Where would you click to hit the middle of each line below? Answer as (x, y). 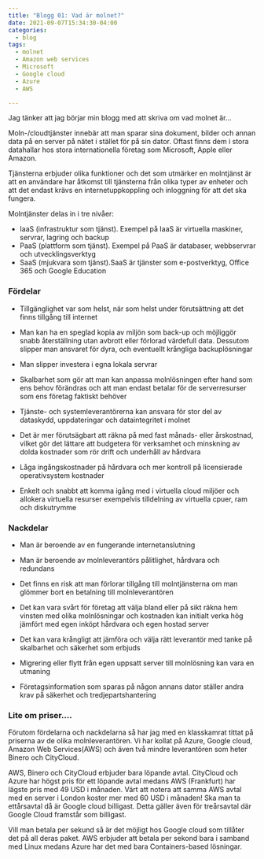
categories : (27, 30)
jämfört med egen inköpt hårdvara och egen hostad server (114, 624)
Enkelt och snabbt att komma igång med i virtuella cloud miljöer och (129, 491)
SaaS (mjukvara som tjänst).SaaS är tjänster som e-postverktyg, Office (134, 263)
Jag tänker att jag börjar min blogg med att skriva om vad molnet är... (120, 118)
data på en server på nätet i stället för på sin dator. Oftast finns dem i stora (128, 142)
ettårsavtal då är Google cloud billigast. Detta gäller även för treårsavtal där (130, 806)
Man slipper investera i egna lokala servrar (88, 364)
